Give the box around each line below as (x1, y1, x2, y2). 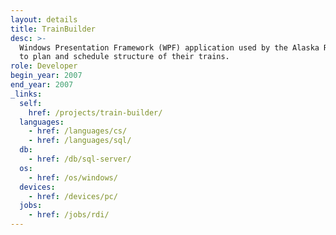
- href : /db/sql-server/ (28, 154, 132, 164)
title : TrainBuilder (10, 24, 97, 34)
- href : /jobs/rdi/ (28, 210, 110, 220)
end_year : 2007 (10, 80, 74, 90)
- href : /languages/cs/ (28, 126, 128, 136)
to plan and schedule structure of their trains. (19, 52, 230, 62)
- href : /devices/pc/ (28, 191, 118, 201)
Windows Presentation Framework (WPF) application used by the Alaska (19, 42, 320, 53)
